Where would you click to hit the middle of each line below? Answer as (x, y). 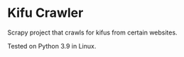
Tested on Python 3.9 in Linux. (52, 46)
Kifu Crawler (45, 13)
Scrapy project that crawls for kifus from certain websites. (92, 32)
